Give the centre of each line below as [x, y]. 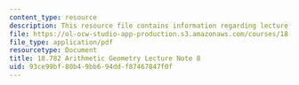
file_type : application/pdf [61, 42]
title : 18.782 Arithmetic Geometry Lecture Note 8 [105, 58]
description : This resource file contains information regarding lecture [149, 26]
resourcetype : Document [53, 50]
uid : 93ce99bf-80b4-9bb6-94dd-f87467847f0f [91, 67]
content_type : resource [53, 17]
